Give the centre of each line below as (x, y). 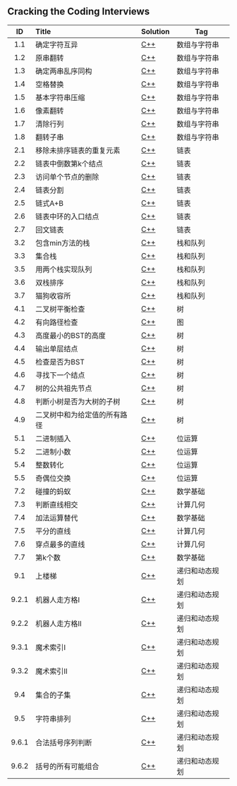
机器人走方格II (59, 623)
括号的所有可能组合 (67, 766)
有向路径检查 (56, 322)
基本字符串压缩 (60, 97)
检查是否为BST (60, 362)
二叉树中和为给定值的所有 (78, 415)
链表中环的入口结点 (67, 216)
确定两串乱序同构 (63, 71)
